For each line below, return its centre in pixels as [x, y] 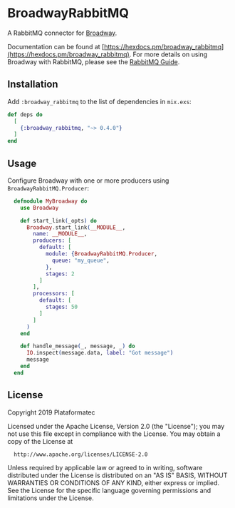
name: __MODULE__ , [60, 234]
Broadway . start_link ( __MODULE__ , [76, 227]
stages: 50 [62, 307]
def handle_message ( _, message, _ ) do [78, 346]
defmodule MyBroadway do [51, 201]
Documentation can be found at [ [56, 46]
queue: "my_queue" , [81, 260]
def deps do [25, 115]
